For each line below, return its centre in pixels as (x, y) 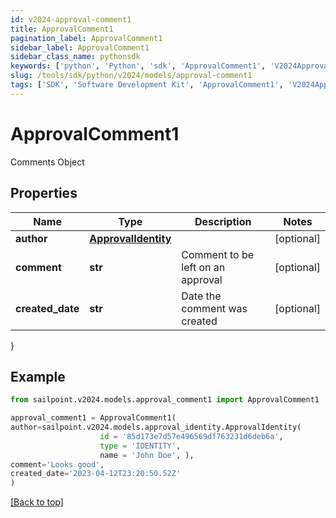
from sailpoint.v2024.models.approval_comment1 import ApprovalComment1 (165, 400)
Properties (44, 193)
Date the (201, 296)
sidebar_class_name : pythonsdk (75, 57)
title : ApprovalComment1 (62, 29)
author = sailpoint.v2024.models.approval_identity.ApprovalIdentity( (156, 427)
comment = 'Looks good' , (57, 464)
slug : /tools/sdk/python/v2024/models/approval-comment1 (131, 76)
